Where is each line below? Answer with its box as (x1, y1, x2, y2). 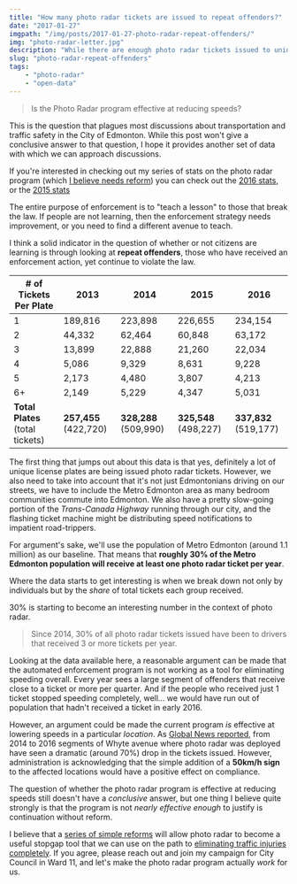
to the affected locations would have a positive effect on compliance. (9, 766, 261, 777)
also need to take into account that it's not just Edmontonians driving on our (9, 475, 285, 486)
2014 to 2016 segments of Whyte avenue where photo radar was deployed (9, 738, 281, 749)
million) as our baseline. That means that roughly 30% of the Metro (9, 549, 256, 559)
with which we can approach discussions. (9, 148, 162, 159)
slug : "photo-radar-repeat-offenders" (9, 54, 152, 63)
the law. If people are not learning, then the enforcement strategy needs (9, 211, 271, 221)
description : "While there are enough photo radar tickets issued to (9, 46, 271, 55)
